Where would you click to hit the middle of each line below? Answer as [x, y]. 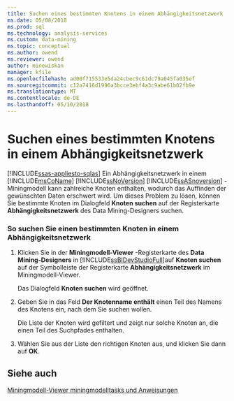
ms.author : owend [32, 53]
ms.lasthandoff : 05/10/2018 [48, 105]
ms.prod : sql [26, 27]
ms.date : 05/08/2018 [37, 20]
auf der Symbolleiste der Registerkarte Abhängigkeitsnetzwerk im [114, 268]
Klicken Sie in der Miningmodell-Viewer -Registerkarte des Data [111, 253]
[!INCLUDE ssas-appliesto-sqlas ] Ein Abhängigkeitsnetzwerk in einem [107, 173]
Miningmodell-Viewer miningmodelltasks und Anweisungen [93, 390]
